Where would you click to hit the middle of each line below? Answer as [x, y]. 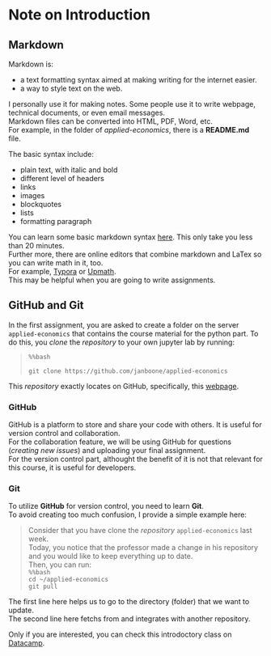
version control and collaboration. [64, 434]
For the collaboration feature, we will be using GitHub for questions [120, 442]
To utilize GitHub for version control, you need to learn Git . [106, 506]
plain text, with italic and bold [69, 170]
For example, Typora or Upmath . [62, 271]
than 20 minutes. [36, 245]
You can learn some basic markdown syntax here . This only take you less [131, 237]
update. [21, 610]
